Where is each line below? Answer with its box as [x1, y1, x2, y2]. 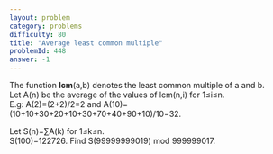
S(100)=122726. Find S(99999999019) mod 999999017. [9, 136, 216, 146]
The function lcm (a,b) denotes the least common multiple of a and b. [9, 80, 265, 90]
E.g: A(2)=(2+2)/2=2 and [9, 99, 102, 109]
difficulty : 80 [9, 30, 67, 39]
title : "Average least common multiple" [9, 38, 164, 48]
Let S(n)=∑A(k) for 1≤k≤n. [9, 126, 105, 136]
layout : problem [9, 13, 70, 23]
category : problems [9, 22, 83, 31]
